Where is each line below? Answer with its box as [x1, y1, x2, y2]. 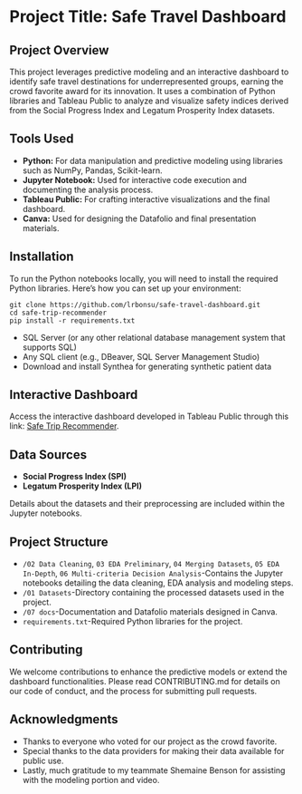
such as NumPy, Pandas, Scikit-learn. [22, 165, 163, 176]
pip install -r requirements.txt [9, 315, 136, 325]
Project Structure [9, 534, 109, 549]
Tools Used [9, 131, 74, 147]
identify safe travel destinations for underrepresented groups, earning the [9, 76, 284, 87]
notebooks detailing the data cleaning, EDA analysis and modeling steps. [22, 577, 294, 588]
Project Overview [9, 43, 109, 58]
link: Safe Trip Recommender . [9, 421, 119, 431]
